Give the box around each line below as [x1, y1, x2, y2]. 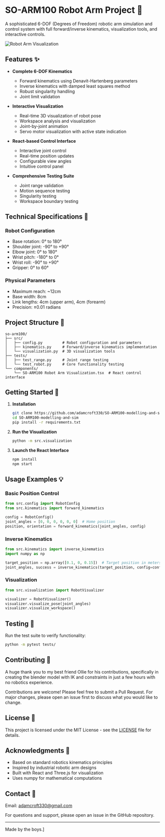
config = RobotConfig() [5, 515, 54, 520]
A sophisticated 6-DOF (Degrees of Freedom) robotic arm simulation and [5, 21, 153, 27]
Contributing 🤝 [5, 656, 51, 664]
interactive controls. [5, 31, 46, 37]
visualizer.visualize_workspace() [5, 606, 76, 611]
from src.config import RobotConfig [5, 501, 80, 506]
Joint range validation [19, 182, 64, 188]
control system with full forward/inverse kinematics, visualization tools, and [5, 26, 158, 32]
